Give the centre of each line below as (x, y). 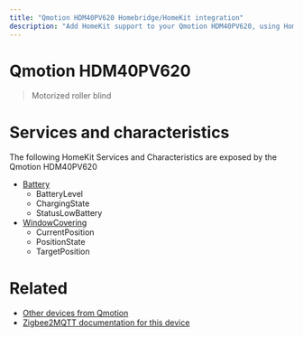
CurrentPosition (65, 232)
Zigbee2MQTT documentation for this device (106, 323)
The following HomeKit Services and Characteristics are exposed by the (143, 157)
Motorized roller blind (71, 96)
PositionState (60, 242)
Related (38, 288)
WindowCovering (55, 223)
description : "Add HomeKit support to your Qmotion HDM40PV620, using (145, 26)
